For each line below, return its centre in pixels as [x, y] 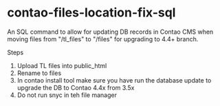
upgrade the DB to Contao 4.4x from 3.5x [76, 87]
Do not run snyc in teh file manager [67, 95]
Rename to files [39, 73]
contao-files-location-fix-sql [91, 13]
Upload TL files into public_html [62, 65]
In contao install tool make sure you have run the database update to [114, 80]
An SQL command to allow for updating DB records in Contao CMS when [110, 32]
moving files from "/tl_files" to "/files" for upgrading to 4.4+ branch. [103, 39]
